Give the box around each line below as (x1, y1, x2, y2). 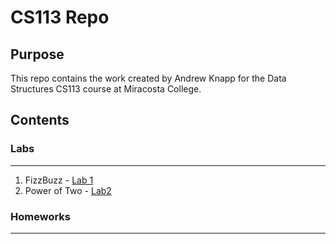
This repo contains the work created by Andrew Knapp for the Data (10, 72, 287, 84)
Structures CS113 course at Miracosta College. (10, 83, 202, 95)
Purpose (10, 46, 65, 63)
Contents (10, 112, 70, 129)
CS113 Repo (10, 6, 110, 29)
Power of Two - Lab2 (24, 184, 112, 196)
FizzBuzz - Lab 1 (24, 174, 94, 186)
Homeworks (10, 209, 71, 223)
